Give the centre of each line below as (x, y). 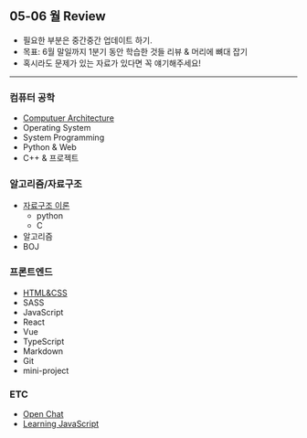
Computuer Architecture (68, 118)
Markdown (43, 351)
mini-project (46, 370)
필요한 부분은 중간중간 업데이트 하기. (87, 40)
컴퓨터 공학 (32, 97)
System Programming (64, 138)
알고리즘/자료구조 (46, 184)
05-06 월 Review (58, 16)
